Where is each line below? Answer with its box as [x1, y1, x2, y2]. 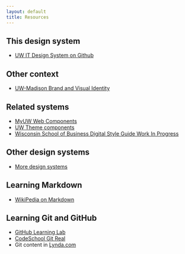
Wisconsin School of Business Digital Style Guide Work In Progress [14, 130, 179, 137]
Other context [6, 69, 59, 79]
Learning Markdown [6, 180, 82, 190]
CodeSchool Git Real [14, 235, 66, 242]
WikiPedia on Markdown [14, 196, 75, 203]
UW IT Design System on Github [14, 52, 94, 59]
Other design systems [6, 147, 90, 157]
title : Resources [6, 14, 49, 20]
